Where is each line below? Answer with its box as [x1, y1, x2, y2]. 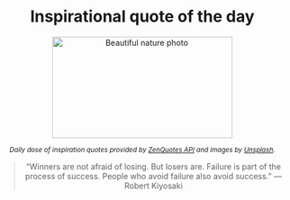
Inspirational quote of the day [30, 6, 255, 27]
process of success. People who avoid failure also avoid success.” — [25, 170, 282, 181]
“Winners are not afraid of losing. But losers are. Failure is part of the [25, 160, 282, 172]
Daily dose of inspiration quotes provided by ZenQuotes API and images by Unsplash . [9, 145, 276, 154]
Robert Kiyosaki [124, 180, 183, 191]
